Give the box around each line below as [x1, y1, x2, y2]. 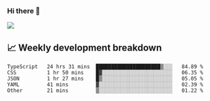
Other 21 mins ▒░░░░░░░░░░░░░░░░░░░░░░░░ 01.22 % [7, 87, 204, 94]
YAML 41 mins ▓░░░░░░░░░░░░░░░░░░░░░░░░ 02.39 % [7, 81, 204, 88]
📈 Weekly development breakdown [7, 42, 162, 53]
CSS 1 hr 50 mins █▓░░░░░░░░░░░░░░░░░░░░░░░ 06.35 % [7, 70, 204, 76]
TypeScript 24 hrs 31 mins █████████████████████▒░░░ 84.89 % [7, 63, 204, 70]
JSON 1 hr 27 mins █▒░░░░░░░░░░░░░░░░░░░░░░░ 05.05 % [7, 75, 204, 83]
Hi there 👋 [7, 6, 41, 16]
